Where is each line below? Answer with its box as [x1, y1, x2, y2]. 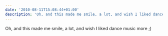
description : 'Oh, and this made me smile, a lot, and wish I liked [5, 12, 151, 17]
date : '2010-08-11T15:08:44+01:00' [5, 7, 79, 12]
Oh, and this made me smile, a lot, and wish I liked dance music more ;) [5, 25, 151, 31]
